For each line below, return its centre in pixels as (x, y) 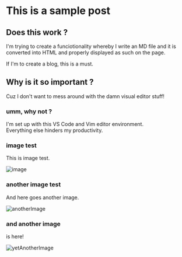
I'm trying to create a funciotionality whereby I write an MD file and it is (91, 46)
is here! (15, 237)
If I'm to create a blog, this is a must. (50, 64)
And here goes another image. (43, 197)
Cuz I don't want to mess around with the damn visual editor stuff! (85, 96)
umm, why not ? (29, 111)
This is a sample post (58, 11)
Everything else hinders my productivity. (55, 130)
